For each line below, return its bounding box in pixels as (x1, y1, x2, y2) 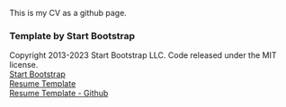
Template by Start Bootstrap (9, 29, 136, 42)
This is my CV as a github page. (9, 8, 128, 18)
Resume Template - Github (9, 88, 109, 99)
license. (9, 60, 39, 70)
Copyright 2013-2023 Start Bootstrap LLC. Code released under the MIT (9, 50, 277, 61)
